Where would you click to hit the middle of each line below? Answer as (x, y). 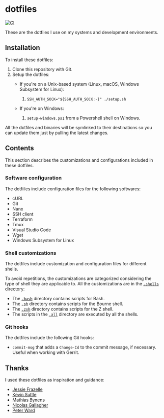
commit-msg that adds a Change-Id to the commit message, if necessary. (84, 347)
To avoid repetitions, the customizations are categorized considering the (78, 279)
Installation (23, 48)
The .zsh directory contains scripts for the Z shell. (63, 309)
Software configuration (34, 178)
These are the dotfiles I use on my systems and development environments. (82, 32)
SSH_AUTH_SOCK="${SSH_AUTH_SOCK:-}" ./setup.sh (76, 99)
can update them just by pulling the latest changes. (57, 133)
